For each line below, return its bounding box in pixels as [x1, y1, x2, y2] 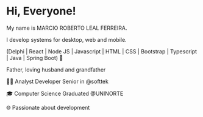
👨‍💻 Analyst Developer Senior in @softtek [6, 78, 109, 85]
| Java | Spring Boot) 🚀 [6, 54, 63, 61]
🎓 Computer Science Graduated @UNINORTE [6, 90, 124, 97]
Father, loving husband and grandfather [6, 65, 106, 73]
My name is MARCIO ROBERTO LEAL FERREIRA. [6, 24, 127, 32]
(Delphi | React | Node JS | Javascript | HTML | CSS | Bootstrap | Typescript [6, 47, 197, 55]
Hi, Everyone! [6, 4, 76, 18]
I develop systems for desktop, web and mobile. [6, 36, 127, 43]
